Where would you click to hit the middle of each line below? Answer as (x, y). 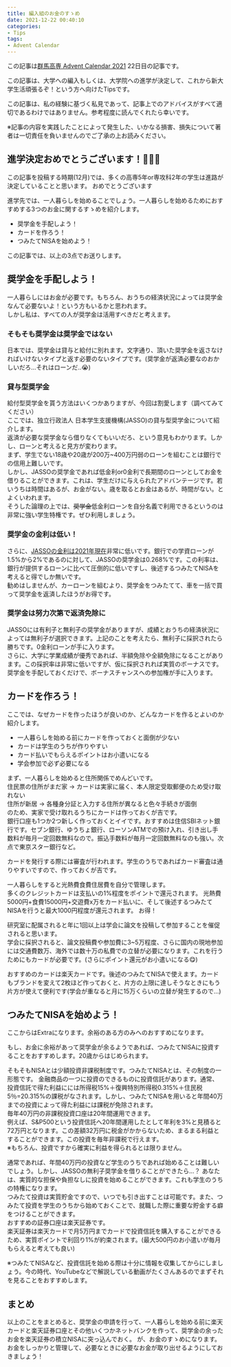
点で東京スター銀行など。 (43, 846)
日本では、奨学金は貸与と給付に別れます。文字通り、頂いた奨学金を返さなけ (115, 350)
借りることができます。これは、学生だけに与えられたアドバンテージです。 (112, 481)
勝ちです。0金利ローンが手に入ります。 (63, 647)
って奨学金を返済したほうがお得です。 (61, 594)
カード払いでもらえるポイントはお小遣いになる (83, 755)
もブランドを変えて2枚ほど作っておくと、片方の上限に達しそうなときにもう (114, 982)
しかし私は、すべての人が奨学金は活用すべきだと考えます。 (91, 314)
